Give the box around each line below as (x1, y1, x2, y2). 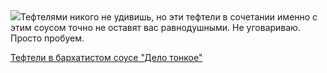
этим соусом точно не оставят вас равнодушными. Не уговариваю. (10, 22, 301, 33)
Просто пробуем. (10, 32, 85, 44)
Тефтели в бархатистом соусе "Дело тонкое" (10, 52, 203, 63)
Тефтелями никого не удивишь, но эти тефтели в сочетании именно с (20, 11, 318, 23)
